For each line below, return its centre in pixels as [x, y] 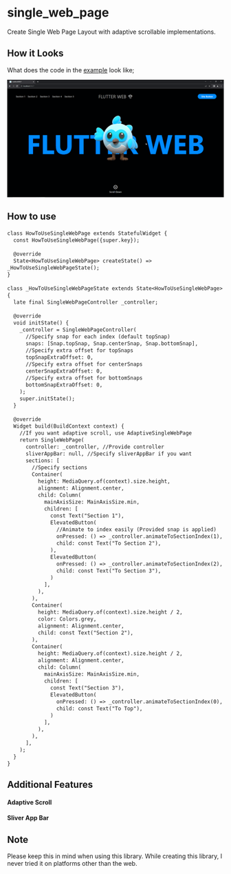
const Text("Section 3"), [88, 688]
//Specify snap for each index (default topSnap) [98, 336]
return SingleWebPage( [52, 440]
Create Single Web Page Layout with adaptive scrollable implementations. [112, 32]
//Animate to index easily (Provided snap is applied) [136, 529]
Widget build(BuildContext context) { [69, 426]
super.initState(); [47, 398]
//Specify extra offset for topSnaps [79, 350]
